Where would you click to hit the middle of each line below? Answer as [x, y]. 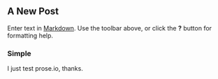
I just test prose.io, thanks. [45, 69]
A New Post [33, 11]
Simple [19, 53]
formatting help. [30, 35]
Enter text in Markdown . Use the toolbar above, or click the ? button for [109, 28]
